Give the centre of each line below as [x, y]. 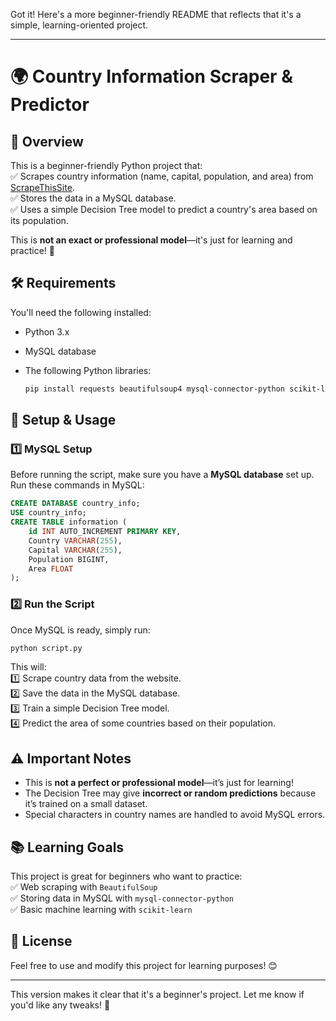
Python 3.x [47, 331]
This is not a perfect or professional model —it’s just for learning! [159, 783]
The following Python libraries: [88, 370]
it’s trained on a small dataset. [86, 804]
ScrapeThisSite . [42, 187]
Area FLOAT [51, 569]
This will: [28, 667]
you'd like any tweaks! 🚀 [60, 1005]
